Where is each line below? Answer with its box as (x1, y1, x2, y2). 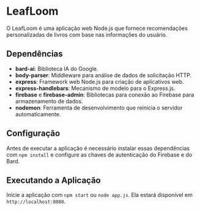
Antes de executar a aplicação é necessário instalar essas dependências (6, 144, 190, 152)
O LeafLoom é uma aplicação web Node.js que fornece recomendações (6, 24, 188, 32)
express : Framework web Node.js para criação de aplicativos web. (15, 78, 185, 85)
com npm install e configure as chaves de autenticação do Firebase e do (6, 151, 193, 158)
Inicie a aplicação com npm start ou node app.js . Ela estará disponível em (6, 191, 193, 199)
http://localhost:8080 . (6, 198, 66, 205)
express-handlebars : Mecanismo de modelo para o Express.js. (15, 84, 176, 92)
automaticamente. (15, 110, 61, 117)
